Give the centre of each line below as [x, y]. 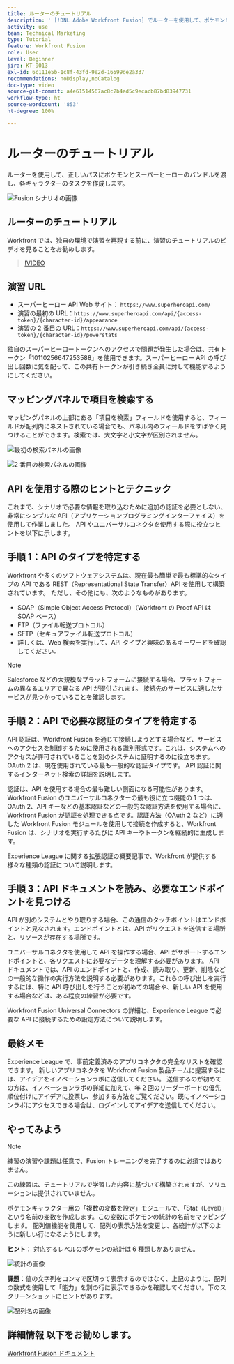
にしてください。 [32, 375]
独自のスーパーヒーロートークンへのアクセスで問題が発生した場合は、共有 [114, 349]
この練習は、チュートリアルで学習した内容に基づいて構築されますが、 [108, 1184]
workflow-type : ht [34, 98]
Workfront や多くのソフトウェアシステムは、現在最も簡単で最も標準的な [111, 575]
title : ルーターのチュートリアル [49, 14]
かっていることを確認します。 [86, 697]
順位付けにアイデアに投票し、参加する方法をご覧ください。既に [99, 1097]
